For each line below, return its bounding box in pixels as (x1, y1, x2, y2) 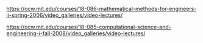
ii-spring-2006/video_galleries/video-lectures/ (6, 12, 123, 19)
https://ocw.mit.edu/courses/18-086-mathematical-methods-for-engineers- (6, 5, 197, 12)
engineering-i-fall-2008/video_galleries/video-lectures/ (6, 30, 146, 37)
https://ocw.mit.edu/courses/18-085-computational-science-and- (6, 24, 172, 30)
